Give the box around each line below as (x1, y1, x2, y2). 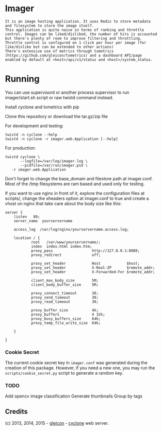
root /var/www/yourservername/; (31, 240, 101, 244)
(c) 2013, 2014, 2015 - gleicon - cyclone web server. (5, 420, 109, 426)
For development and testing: (5, 122, 64, 129)
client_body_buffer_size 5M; (31, 282, 98, 287)
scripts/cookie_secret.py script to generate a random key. (5, 370, 124, 376)
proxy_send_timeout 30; (31, 295, 98, 300)
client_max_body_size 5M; (31, 278, 98, 283)
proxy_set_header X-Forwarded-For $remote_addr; (31, 269, 155, 275)
